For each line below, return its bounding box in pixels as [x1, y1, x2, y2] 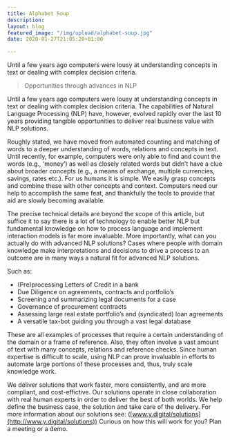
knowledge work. [7, 367, 57, 376]
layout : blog [7, 23, 45, 30]
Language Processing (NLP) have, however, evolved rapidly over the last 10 [7, 110, 222, 118]
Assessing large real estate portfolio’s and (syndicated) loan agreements [17, 310, 223, 318]
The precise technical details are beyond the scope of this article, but [7, 210, 205, 218]
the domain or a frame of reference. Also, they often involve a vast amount [7, 338, 219, 346]
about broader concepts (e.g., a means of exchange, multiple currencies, [7, 167, 215, 175]
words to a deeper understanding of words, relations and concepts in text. [7, 145, 219, 153]
